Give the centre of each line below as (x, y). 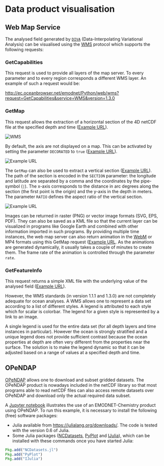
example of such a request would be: (42, 83)
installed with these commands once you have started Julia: (73, 441)
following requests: (25, 50)
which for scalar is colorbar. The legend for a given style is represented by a (82, 311)
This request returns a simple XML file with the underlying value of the (76, 281)
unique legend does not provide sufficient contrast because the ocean (76, 336)
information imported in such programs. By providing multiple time (72, 231)
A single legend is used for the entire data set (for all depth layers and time (81, 326)
